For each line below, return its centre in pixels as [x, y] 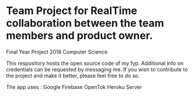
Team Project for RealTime [72, 11]
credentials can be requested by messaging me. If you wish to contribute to [97, 69]
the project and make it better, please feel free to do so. [73, 76]
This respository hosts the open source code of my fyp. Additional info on [95, 63]
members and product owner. [79, 36]
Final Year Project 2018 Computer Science [57, 52]
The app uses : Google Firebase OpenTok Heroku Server [74, 87]
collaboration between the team [85, 23]
